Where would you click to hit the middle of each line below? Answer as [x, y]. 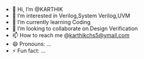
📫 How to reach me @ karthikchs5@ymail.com [71, 35]
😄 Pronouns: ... [32, 44]
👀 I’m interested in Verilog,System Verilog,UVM [71, 16]
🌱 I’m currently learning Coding [51, 22]
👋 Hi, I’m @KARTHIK [38, 9]
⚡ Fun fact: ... [29, 51]
